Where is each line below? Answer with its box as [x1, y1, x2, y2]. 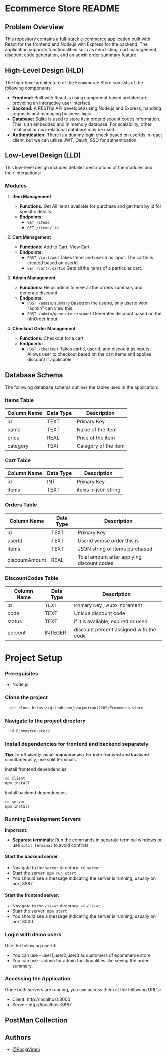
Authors [5, 1033, 31, 1042]
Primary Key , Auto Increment [74, 602, 143, 608]
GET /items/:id [27, 225, 59, 230]
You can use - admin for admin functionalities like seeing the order [12, 957, 149, 963]
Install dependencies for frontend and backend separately [5, 740, 149, 747]
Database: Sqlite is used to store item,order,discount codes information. [12, 116, 161, 122]
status [7, 618, 22, 625]
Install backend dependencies [5, 789, 67, 795]
